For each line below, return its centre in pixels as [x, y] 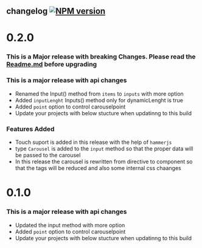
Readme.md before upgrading [52, 64]
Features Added [30, 129]
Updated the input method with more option [70, 225]
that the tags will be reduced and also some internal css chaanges [98, 168]
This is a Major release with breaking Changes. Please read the [101, 57]
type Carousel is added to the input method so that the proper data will [104, 149]
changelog [27, 11]
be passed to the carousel [48, 155]
